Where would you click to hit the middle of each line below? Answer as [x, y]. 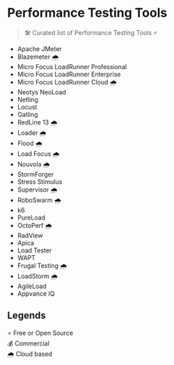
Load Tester [34, 250]
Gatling [27, 114]
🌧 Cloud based [30, 354]
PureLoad [31, 217]
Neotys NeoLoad [41, 92]
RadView [30, 235]
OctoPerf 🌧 [34, 225]
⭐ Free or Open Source [40, 333]
